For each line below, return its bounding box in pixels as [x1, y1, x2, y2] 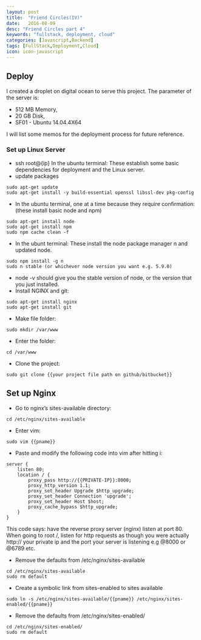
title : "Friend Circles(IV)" [6, 15, 83, 21]
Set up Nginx [6, 388, 56, 399]
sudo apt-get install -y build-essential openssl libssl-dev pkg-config [6, 190, 194, 196]
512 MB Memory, [15, 105, 58, 113]
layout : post [6, 9, 39, 15]
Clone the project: [15, 360, 61, 367]
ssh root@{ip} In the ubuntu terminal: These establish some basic [15, 159, 179, 166]
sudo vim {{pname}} [6, 438, 56, 445]
